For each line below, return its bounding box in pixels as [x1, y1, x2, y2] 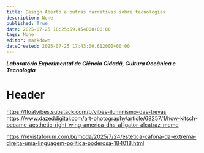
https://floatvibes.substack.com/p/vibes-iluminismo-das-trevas [6, 108, 167, 115]
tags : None [6, 32, 34, 38]
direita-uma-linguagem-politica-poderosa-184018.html [6, 139, 145, 147]
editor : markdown [6, 37, 51, 43]
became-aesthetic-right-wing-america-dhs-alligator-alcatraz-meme [6, 121, 179, 129]
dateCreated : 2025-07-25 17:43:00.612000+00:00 [6, 43, 130, 50]
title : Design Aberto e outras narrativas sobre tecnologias [6, 9, 166, 15]
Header [6, 88, 45, 102]
